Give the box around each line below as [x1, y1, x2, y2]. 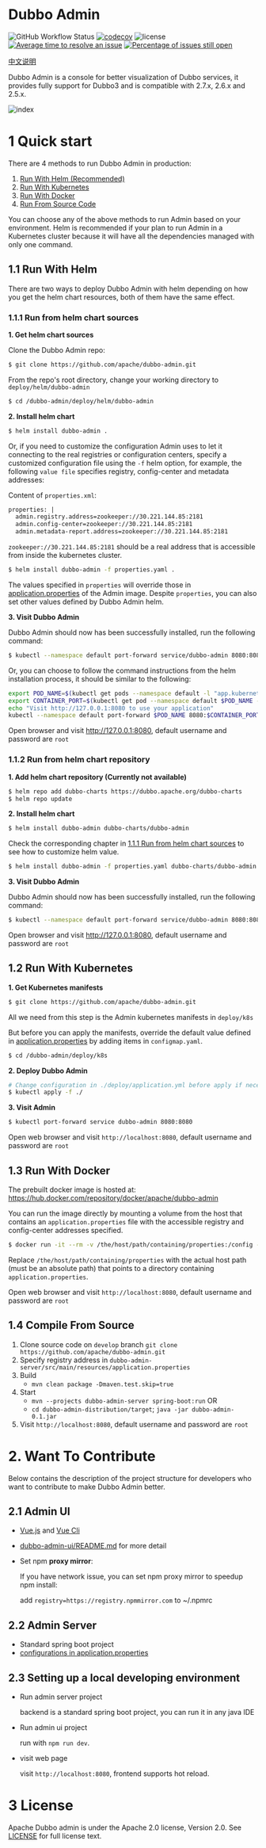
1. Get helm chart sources [8, 330, 94, 339]
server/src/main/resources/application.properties [19, 1363, 191, 1372]
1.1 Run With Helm [8, 263, 97, 277]
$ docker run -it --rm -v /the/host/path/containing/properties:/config [8, 1241, 253, 1249]
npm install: [19, 1580, 58, 1590]
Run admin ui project [19, 1723, 88, 1732]
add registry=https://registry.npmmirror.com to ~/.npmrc [19, 1595, 213, 1606]
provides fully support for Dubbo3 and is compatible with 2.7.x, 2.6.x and [8, 81, 245, 90]
